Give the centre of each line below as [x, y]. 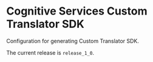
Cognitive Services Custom [77, 11]
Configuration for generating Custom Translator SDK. [73, 41]
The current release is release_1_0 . [50, 52]
